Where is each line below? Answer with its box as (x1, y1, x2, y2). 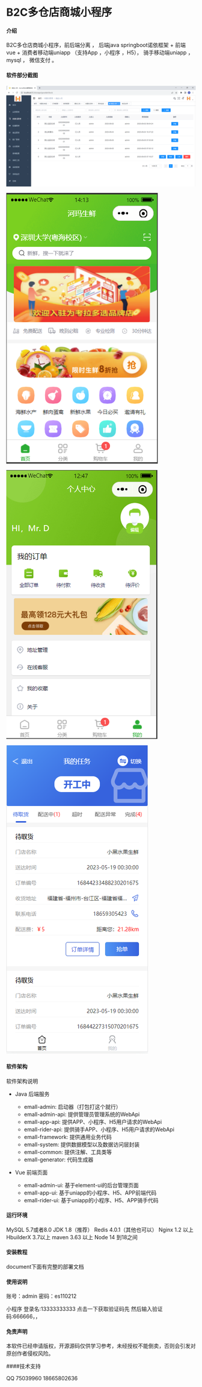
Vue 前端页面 (14, 1169, 48, 1176)
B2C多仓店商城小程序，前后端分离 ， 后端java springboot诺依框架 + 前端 (6, 42, 186, 49)
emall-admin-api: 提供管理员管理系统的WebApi (23, 1111, 140, 1118)
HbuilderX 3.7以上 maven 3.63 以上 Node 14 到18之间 (6, 1233, 138, 1240)
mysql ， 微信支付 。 (6, 57, 58, 64)
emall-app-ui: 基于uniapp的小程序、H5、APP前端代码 (23, 1189, 157, 1196)
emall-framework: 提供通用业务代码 (23, 1133, 112, 1140)
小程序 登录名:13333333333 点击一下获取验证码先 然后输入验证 (6, 1306, 164, 1313)
